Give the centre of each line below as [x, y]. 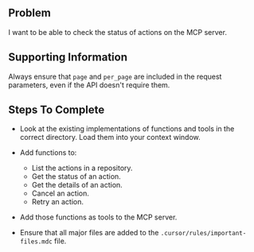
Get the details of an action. [77, 185]
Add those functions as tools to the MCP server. [98, 217]
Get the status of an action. [76, 176]
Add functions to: [48, 153]
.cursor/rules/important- [203, 234]
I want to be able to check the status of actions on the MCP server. [117, 32]
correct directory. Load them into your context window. [110, 138]
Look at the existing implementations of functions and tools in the [127, 129]
